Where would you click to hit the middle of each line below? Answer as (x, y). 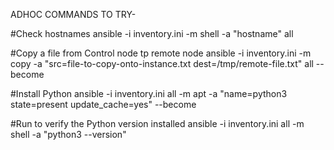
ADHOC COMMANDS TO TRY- (73, 14)
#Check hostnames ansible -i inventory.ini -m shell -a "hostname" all (152, 33)
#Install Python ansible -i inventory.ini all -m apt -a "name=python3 (149, 93)
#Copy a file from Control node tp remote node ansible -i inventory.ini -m (161, 53)
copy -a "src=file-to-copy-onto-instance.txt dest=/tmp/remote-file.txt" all (162, 63)
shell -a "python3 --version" (68, 134)
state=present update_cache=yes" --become (103, 104)
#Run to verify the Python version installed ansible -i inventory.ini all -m (157, 123)
